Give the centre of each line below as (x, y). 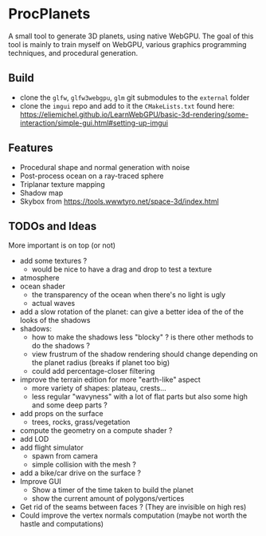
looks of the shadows (55, 320)
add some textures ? (53, 261)
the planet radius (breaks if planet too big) (101, 363)
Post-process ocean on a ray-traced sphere (92, 176)
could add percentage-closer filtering (93, 371)
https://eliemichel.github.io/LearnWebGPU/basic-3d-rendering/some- (134, 114)
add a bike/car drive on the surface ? (80, 473)
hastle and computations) (62, 524)
